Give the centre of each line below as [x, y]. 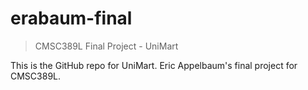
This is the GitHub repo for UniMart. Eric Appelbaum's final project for [154, 65]
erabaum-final [71, 18]
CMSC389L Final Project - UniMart [106, 46]
